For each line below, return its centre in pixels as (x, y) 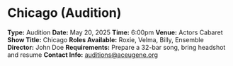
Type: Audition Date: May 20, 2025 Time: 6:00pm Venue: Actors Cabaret (115, 32)
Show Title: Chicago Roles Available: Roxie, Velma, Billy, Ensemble (106, 39)
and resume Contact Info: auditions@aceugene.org (83, 55)
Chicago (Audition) (64, 13)
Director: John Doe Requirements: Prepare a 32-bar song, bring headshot (116, 47)
